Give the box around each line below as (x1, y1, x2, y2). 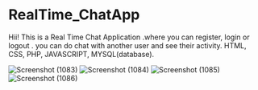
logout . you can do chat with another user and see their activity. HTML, (8, 40, 248, 50)
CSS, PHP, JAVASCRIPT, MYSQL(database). (8, 49, 155, 59)
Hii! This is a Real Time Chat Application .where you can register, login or (8, 32, 250, 42)
